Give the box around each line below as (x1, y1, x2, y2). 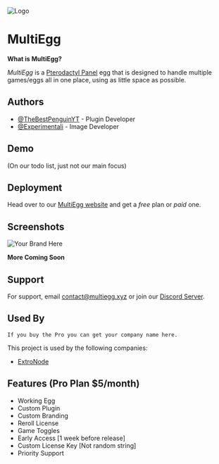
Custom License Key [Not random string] (17, 441, 137, 450)
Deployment (7, 182, 63, 194)
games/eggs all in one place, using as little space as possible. (7, 75, 187, 84)
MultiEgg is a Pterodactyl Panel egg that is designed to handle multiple (7, 68, 213, 77)
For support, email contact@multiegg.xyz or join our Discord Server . (7, 292, 206, 301)
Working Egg (17, 396, 56, 405)
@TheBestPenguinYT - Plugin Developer (17, 115, 136, 123)
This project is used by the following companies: (7, 344, 148, 352)
